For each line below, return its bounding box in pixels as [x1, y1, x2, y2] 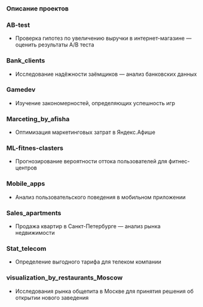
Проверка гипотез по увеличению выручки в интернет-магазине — [15, 35, 192, 42]
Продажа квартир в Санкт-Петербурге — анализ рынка [15, 223, 161, 230]
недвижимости [15, 229, 55, 236]
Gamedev [6, 86, 36, 94]
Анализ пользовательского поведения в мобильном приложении [15, 193, 186, 201]
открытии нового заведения [15, 294, 89, 301]
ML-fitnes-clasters [6, 144, 64, 152]
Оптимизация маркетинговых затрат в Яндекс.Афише [15, 128, 155, 136]
